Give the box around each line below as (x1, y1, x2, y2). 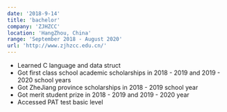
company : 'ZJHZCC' (7, 23, 60, 30)
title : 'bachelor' (7, 17, 60, 24)
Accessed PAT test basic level (17, 98, 103, 106)
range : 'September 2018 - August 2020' (7, 36, 123, 43)
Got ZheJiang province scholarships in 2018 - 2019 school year (17, 84, 199, 91)
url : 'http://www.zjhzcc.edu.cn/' (7, 42, 108, 49)
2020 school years (17, 76, 72, 84)
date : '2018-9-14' (7, 10, 60, 17)
